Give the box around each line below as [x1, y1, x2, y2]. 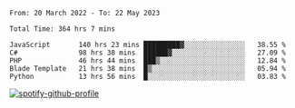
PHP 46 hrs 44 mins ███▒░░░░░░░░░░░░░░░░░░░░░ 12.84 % [9, 56, 286, 65]
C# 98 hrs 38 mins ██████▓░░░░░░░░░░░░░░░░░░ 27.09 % [9, 48, 286, 57]
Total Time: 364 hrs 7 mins [9, 25, 116, 34]
